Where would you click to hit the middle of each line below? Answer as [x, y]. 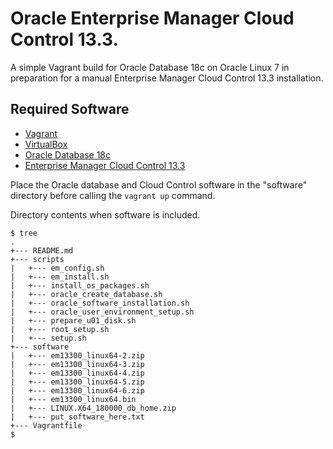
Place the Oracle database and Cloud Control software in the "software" [159, 184]
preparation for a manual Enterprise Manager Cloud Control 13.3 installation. [167, 78]
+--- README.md [42, 250]
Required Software [70, 109]
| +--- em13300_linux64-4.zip [77, 373]
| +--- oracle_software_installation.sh [100, 303]
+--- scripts [37, 259]
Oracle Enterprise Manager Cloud [152, 18]
